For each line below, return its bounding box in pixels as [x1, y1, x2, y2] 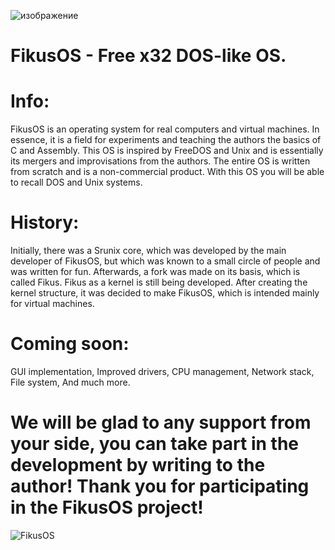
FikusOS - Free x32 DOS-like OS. [10, 45, 287, 67]
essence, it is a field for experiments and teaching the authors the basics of [10, 134, 322, 146]
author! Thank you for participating [10, 475, 310, 498]
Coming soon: [10, 333, 130, 355]
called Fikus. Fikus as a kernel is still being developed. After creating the [10, 276, 308, 289]
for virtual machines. [10, 298, 95, 310]
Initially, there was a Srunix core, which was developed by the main [10, 245, 287, 257]
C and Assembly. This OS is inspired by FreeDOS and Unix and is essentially [10, 145, 324, 157]
